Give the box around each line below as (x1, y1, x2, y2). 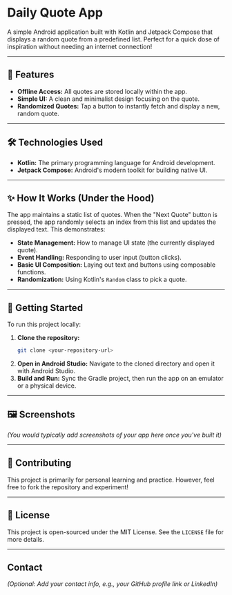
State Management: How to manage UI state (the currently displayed (17, 238, 215, 247)
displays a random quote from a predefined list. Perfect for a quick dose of (7, 35, 220, 43)
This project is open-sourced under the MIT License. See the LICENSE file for (7, 527, 224, 536)
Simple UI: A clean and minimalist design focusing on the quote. (17, 95, 200, 103)
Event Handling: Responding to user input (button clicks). (17, 254, 182, 262)
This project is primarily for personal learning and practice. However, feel (7, 475, 215, 484)
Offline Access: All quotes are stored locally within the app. (17, 87, 188, 95)
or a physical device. (17, 381, 77, 390)
